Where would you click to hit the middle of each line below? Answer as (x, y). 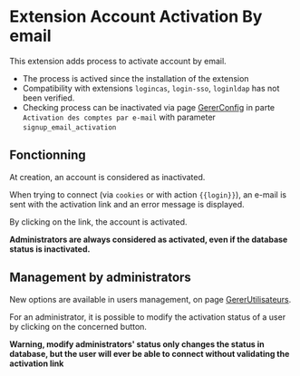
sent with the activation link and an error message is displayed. (127, 204)
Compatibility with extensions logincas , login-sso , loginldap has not (151, 88)
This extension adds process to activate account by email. (118, 61)
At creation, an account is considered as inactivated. (107, 177)
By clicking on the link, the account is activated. (98, 222)
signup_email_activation (69, 127)
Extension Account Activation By (136, 17)
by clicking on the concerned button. (78, 326)
